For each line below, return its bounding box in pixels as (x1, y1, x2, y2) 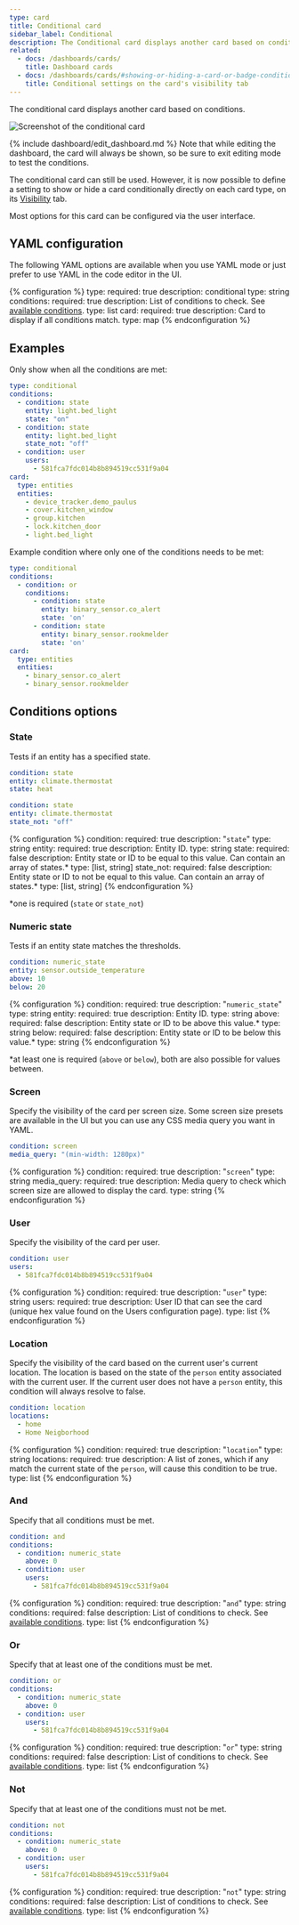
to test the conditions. (9, 157, 89, 167)
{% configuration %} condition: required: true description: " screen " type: (9, 1166, 276, 1177)
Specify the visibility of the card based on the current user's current (9, 1358, 258, 1368)
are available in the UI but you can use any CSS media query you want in (9, 1115, 276, 1126)
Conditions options (9, 704, 117, 719)
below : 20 (9, 983, 46, 991)
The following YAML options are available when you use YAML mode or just (9, 260, 287, 271)
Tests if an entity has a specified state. (9, 751, 151, 762)
